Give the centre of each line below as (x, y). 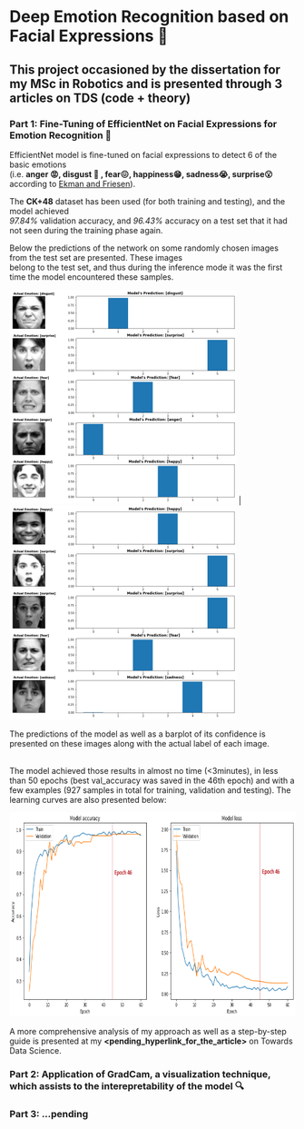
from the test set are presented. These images (96, 257)
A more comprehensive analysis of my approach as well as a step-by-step (148, 1031)
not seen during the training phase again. (86, 230)
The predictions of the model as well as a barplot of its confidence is (137, 734)
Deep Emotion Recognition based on (149, 17)
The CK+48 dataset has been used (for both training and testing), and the (147, 201)
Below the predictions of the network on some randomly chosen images (144, 248)
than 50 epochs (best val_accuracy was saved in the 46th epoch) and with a (152, 780)
